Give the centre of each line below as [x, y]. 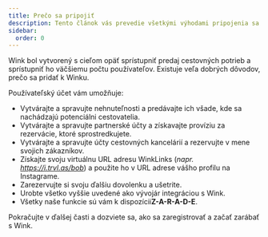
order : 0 [30, 38]
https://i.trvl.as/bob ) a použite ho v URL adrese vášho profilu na [125, 168]
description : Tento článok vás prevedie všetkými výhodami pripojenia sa [134, 23]
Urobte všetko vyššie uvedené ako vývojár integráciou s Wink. [122, 193]
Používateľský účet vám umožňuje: [66, 93]
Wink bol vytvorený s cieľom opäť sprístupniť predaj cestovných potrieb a [130, 61]
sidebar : [23, 30]
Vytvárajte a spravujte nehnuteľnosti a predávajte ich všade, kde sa [131, 109]
